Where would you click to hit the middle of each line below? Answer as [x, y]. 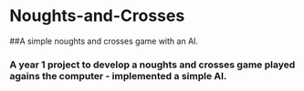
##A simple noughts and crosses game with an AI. [104, 41]
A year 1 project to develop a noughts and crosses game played [152, 65]
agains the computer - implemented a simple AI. [118, 76]
